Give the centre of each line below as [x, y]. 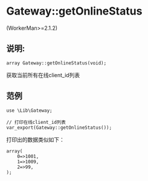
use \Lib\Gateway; [29, 111]
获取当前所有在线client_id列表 [43, 75]
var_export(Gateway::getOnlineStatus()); [59, 128]
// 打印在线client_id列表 [36, 122]
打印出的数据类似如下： [35, 139]
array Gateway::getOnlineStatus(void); [56, 63]
